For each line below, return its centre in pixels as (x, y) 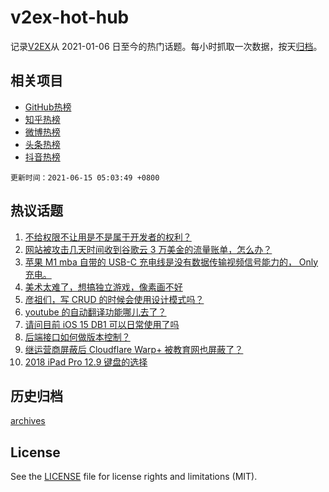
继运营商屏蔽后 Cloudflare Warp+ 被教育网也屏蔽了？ (134, 349)
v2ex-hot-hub (70, 17)
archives (28, 421)
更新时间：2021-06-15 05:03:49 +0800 (85, 177)
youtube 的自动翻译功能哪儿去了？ (95, 312)
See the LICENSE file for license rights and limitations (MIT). (134, 477)
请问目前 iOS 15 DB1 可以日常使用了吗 (102, 324)
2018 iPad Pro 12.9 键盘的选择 (86, 362)
